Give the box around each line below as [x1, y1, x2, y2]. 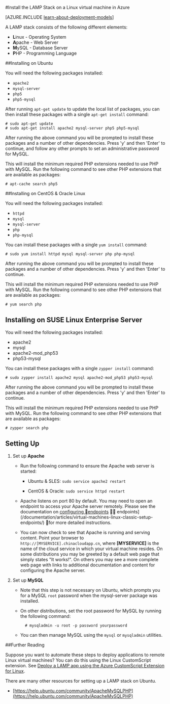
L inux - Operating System [12, 34, 67, 40]
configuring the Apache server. [20, 567, 86, 573]
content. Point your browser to [20, 535, 84, 541]
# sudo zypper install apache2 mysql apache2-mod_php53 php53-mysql [5, 375, 153, 380]
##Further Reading [5, 642, 45, 648]
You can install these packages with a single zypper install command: [5, 365, 154, 371]
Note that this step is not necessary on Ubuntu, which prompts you [20, 587, 161, 593]
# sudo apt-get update [5, 121, 53, 126]
